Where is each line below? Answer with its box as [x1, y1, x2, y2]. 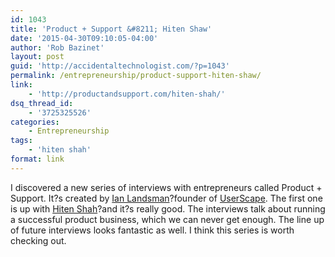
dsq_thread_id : [10, 98, 74, 108]
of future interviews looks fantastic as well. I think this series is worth [10, 224, 295, 236]
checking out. [10, 234, 67, 246]
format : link [10, 154, 65, 164]
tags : [10, 136, 33, 146]
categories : [10, 117, 60, 127]
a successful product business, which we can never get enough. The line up [10, 213, 325, 225]
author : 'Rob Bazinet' [10, 42, 105, 53]
